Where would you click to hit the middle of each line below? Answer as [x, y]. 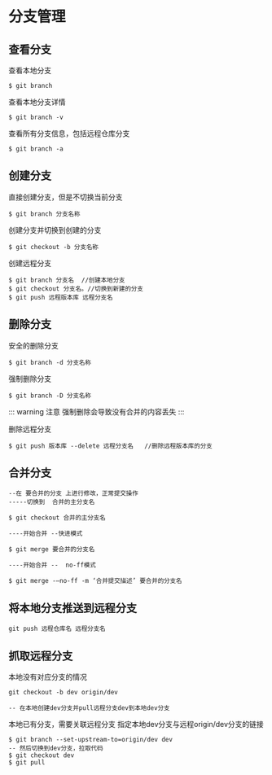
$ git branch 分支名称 [44, 214]
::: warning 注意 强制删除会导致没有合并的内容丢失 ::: [97, 411]
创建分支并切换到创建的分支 [55, 230]
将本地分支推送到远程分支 [72, 608]
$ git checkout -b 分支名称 [54, 247]
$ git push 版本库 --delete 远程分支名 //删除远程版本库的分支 [111, 446]
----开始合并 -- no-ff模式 [52, 565]
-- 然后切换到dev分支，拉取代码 [56, 749]
